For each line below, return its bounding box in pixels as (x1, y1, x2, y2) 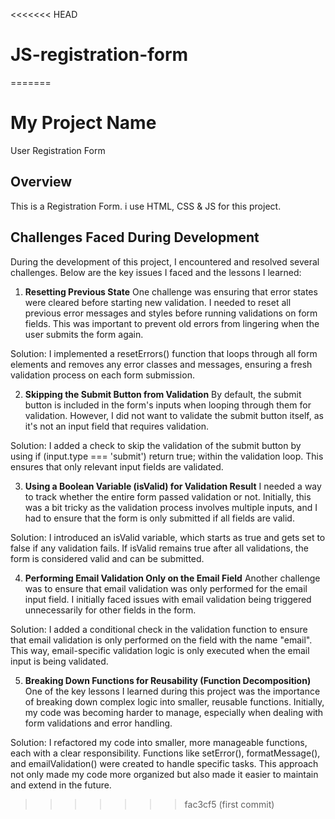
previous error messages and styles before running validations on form (24, 307, 318, 319)
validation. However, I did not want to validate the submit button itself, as (24, 409, 324, 421)
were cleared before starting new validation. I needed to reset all (24, 296, 292, 308)
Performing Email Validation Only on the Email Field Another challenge (24, 572, 321, 584)
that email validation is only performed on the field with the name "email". (10, 634, 313, 646)
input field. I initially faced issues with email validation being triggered (24, 593, 312, 605)
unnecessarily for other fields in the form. (24, 604, 197, 616)
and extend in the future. (10, 779, 112, 791)
